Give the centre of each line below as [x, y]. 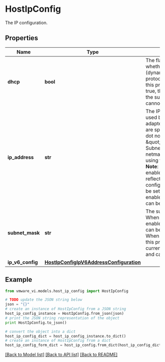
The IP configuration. [26, 23]
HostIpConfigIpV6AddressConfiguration [93, 262]
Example [19, 280]
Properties [22, 38]
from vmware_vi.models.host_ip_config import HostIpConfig [67, 291]
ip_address [21, 157]
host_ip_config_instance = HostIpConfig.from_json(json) [65, 314]
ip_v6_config [23, 262]
